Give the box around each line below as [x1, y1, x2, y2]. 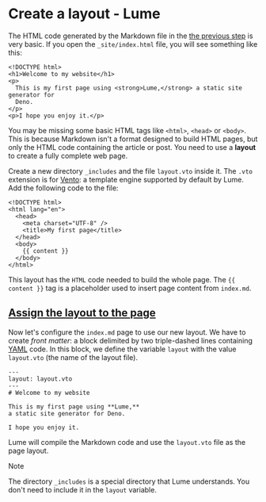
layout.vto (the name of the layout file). [8, 352, 139, 362]
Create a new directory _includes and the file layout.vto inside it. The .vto [8, 166, 253, 175]
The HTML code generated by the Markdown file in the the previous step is [8, 31, 253, 40]
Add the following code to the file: [8, 183, 119, 193]
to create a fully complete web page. [8, 151, 128, 160]
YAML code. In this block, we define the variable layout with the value [8, 344, 237, 354]
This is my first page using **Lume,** [8, 402, 140, 411]
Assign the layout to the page [8, 306, 156, 320]
